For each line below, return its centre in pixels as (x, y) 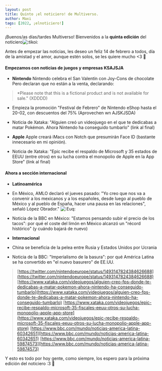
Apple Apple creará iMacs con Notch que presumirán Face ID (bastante (84, 137)
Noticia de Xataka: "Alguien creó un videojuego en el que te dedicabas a (84, 123)
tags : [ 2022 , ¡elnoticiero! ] (34, 23)
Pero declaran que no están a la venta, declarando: (63, 84)
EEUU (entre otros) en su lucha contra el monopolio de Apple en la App (83, 157)
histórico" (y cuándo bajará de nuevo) (50, 229)
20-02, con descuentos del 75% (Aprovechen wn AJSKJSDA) (74, 113)
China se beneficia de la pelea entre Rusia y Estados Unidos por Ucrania (84, 247)
